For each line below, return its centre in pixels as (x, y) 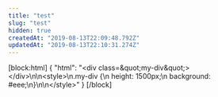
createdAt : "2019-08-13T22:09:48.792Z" (74, 38)
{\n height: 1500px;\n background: (155, 76)
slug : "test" (30, 23)
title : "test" (32, 16)
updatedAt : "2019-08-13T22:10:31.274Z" (74, 45)
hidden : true (30, 30)
